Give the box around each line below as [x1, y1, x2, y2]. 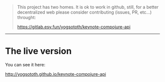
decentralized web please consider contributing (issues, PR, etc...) [17, 9, 152, 15]
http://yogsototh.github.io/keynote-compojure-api [5, 71, 107, 77]
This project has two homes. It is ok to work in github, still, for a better [17, 4, 159, 10]
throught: [17, 15, 36, 20]
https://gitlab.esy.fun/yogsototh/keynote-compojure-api [17, 24, 131, 30]
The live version [5, 46, 72, 57]
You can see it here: [5, 61, 46, 67]
